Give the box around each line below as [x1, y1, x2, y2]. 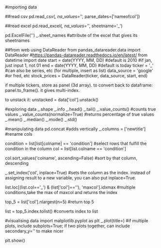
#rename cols [5, 131, 32, 137]
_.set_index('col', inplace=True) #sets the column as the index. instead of [5, 170, 151, 176]
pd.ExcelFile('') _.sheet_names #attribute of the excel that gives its [5, 33, 138, 38]
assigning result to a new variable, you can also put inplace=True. [5, 175, 136, 180]
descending [5, 160, 29, 166]
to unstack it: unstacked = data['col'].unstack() [5, 97, 98, 103]
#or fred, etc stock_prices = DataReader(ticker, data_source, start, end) [5, 73, 148, 78]
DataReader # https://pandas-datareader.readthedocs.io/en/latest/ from [5, 52, 148, 58]
